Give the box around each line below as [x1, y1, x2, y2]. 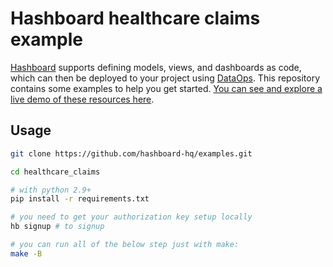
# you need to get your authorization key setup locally [10, 212, 253, 222]
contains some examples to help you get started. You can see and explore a [10, 82, 323, 94]
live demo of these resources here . [10, 93, 155, 105]
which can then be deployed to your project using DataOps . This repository [10, 72, 321, 84]
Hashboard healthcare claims [10, 7, 261, 30]
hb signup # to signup [10, 222, 105, 232]
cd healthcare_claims [10, 167, 101, 177]
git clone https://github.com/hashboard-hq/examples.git [10, 148, 253, 159]
